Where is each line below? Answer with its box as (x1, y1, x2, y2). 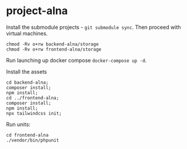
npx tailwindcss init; (6, 110, 62, 116)
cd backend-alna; (6, 80, 49, 85)
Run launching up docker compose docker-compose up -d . (6, 57, 147, 64)
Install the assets (6, 68, 47, 75)
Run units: (6, 121, 31, 128)
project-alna (6, 4, 68, 18)
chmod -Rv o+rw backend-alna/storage (6, 41, 99, 47)
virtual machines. (6, 29, 48, 37)
